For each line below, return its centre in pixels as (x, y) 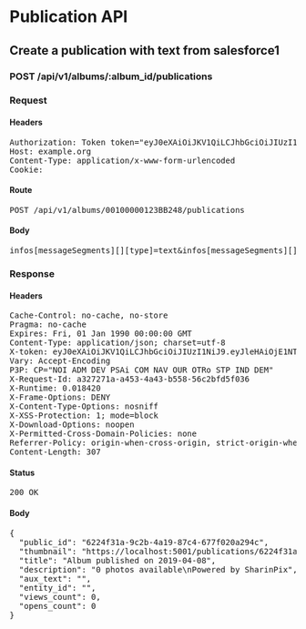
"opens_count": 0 (57, 606)
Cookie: (26, 169)
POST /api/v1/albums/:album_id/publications (111, 76)
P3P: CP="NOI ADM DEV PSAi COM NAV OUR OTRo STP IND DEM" (142, 370)
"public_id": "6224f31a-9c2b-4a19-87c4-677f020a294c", (144, 542)
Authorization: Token (58, 142)
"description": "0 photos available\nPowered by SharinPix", (158, 569)
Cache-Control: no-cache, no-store (89, 315)
